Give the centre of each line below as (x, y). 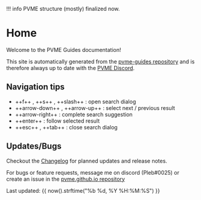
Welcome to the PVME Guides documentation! (64, 50)
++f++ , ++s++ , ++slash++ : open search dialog (75, 102)
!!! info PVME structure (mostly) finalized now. (63, 9)
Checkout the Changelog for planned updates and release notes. (87, 161)
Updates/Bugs (34, 147)
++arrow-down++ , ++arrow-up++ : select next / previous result (95, 108)
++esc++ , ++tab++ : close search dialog (66, 127)
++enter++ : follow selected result (57, 121)
